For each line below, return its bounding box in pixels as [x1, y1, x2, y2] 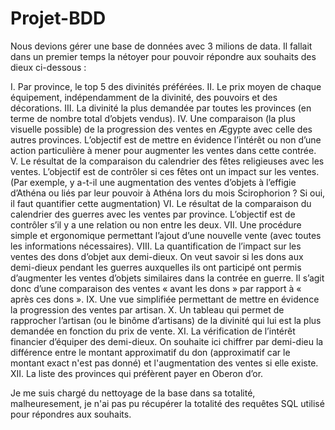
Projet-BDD [10, 7, 107, 30]
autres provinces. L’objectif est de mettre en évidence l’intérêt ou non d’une [10, 133, 322, 146]
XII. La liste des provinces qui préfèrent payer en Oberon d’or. [10, 367, 264, 379]
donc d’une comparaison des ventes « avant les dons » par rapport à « [10, 282, 302, 294]
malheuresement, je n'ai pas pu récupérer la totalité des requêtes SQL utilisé [10, 397, 325, 409]
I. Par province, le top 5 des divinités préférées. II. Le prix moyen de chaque [10, 80, 322, 92]
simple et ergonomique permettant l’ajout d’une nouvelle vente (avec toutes [10, 229, 322, 241]
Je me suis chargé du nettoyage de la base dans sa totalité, [10, 387, 256, 399]
